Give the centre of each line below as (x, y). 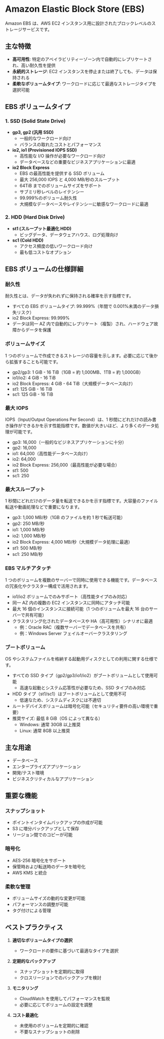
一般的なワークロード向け (45, 138)
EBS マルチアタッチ (28, 568)
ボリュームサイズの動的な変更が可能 (49, 898)
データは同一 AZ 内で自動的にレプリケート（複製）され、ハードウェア (83, 324)
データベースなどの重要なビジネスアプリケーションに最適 (78, 162)
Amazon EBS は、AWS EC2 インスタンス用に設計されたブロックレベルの (78, 23)
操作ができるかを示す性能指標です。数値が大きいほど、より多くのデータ (82, 426)
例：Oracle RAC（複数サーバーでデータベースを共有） (74, 627)
